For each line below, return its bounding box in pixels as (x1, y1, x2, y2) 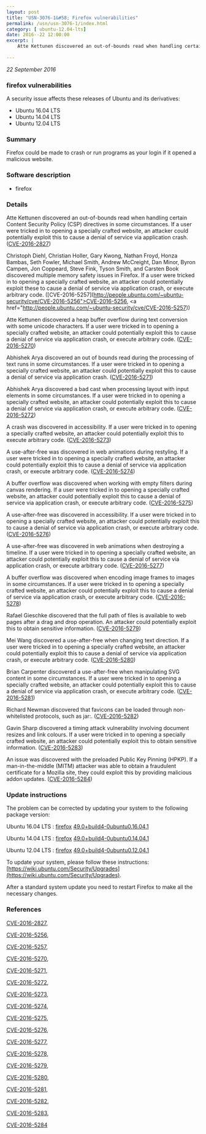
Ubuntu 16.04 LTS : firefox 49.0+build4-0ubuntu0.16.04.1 (6, 823, 149, 831)
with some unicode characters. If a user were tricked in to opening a (6, 322, 179, 330)
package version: (6, 811, 50, 818)
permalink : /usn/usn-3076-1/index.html (6, 20, 109, 26)
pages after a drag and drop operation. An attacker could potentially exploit (6, 618, 197, 625)
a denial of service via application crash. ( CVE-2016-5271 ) (6, 373, 153, 381)
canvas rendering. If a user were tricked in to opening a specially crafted (6, 485, 190, 493)
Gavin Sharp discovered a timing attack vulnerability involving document (6, 724, 189, 731)
